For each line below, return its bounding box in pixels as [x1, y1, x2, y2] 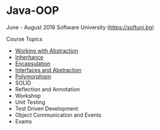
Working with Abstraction [14, 47, 78, 54]
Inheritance [14, 53, 44, 60]
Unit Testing [14, 98, 45, 106]
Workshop [14, 92, 41, 99]
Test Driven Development [14, 105, 78, 112]
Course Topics [6, 35, 43, 42]
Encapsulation [14, 60, 51, 67]
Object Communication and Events [14, 111, 101, 119]
